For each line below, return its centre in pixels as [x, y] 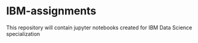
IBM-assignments [51, 11]
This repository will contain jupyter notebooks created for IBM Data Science [99, 27]
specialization [23, 33]
